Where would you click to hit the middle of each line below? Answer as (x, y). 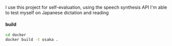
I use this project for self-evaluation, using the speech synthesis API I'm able (86, 7)
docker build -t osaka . (32, 40)
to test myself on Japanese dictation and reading (57, 13)
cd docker (16, 35)
